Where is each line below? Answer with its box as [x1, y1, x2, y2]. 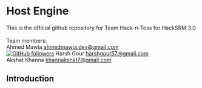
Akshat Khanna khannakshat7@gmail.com [6, 56, 112, 63]
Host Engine [6, 4, 69, 18]
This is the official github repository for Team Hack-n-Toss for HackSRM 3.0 [6, 24, 196, 31]
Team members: [6, 37, 47, 44]
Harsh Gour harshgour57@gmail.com [55, 49, 149, 57]
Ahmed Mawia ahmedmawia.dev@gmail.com [6, 43, 120, 51]
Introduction [6, 74, 55, 84]
